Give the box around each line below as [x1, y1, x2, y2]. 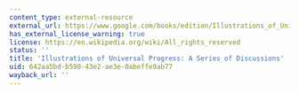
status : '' [9, 46, 50, 55]
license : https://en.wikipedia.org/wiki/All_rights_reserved [9, 37, 241, 47]
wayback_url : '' [9, 71, 69, 80]
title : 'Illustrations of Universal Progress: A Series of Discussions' [9, 54, 285, 63]
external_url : [9, 21, 62, 30]
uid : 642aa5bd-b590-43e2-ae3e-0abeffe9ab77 [9, 63, 174, 72]
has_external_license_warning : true [9, 29, 145, 38]
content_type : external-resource [9, 12, 133, 22]
